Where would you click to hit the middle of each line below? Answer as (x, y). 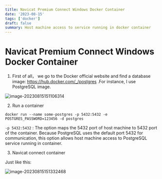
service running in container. (34, 143)
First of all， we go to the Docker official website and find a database (81, 76)
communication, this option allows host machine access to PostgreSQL (76, 138)
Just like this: (18, 162)
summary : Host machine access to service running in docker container (78, 28)
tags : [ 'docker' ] (23, 18)
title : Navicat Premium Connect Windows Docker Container (65, 9)
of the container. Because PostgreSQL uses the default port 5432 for (74, 133)
